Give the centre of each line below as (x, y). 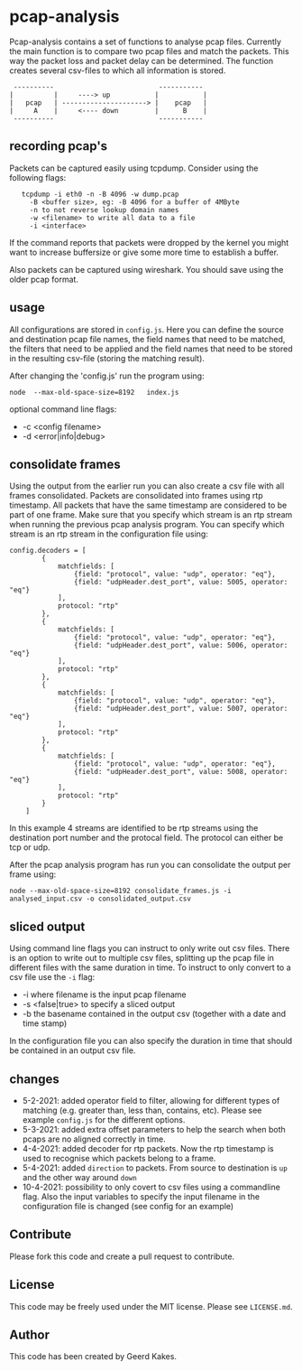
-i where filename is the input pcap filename (104, 994)
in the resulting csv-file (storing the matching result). (107, 358)
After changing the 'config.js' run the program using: (107, 376)
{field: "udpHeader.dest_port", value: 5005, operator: (181, 583)
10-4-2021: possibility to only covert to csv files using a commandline (151, 1187)
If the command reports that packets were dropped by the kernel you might (149, 242)
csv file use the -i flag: (52, 977)
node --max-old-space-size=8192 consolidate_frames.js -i (120, 891)
